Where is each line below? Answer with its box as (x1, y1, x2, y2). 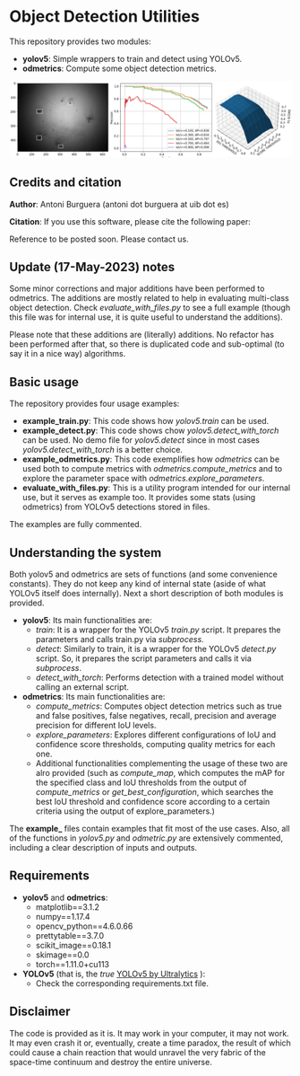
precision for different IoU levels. (35, 720, 157, 731)
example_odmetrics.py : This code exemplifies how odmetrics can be (21, 454, 280, 464)
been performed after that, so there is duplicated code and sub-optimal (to (9, 339, 285, 349)
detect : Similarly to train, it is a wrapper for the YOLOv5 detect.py (35, 644, 277, 655)
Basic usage (9, 375, 79, 390)
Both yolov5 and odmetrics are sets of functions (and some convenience (9, 569, 278, 580)
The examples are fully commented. (9, 519, 142, 530)
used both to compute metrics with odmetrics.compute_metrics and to (21, 463, 283, 474)
